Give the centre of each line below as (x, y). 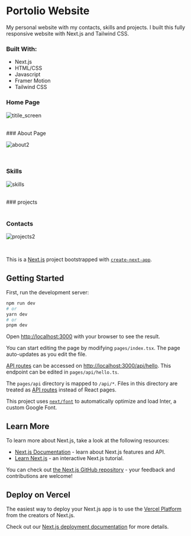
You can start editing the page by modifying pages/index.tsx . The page (93, 348)
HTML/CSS (28, 68)
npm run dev (21, 303)
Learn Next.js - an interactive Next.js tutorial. (69, 458)
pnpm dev (17, 325)
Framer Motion (33, 81)
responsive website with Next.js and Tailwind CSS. (68, 33)
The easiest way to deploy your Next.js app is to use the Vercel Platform (94, 509)
